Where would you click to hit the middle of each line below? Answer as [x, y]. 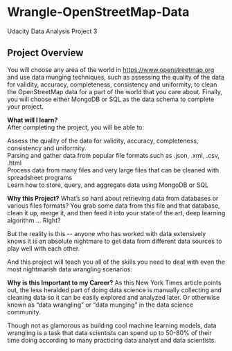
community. [24, 312]
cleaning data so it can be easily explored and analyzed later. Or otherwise [114, 297]
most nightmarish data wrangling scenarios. [70, 269]
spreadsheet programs [40, 177]
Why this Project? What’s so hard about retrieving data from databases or [113, 198]
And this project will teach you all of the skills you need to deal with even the [116, 262]
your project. [25, 106]
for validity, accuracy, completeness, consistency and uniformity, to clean [112, 84]
